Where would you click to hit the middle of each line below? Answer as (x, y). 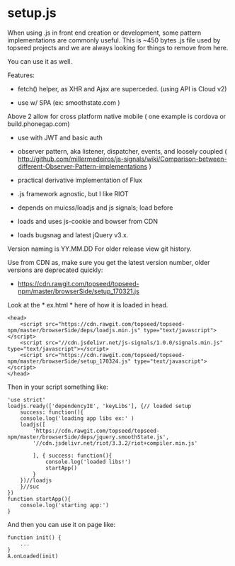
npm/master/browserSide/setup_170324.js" (69, 361)
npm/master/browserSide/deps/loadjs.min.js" (74, 330)
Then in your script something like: (58, 387)
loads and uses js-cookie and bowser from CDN (87, 221)
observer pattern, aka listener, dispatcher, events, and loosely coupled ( (122, 151)
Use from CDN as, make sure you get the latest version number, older (109, 262)
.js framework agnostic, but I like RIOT (73, 193)
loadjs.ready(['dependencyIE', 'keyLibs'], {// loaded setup (99, 406)
